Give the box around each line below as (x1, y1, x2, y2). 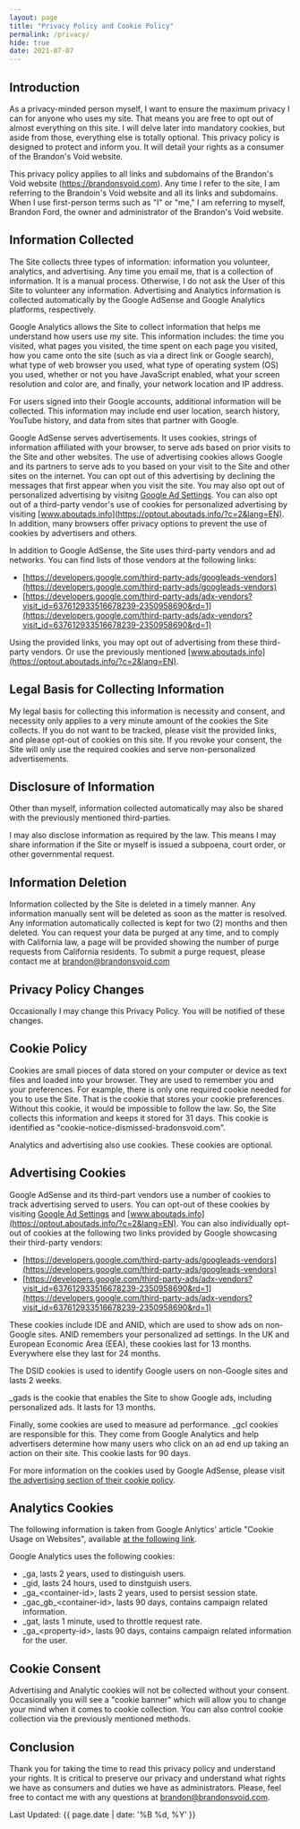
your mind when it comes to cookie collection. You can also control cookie (9, 1704, 284, 1715)
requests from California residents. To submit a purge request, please (9, 947, 266, 958)
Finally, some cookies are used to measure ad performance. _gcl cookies (9, 1418, 279, 1430)
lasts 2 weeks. (9, 1374, 63, 1385)
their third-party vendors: (9, 1236, 103, 1247)
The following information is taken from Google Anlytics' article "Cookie (9, 1524, 274, 1535)
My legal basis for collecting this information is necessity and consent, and (9, 706, 286, 716)
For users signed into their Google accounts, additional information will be (9, 395, 282, 406)
